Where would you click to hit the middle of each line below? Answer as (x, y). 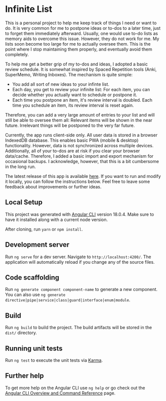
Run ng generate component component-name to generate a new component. (82, 289)
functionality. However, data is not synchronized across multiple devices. (80, 145)
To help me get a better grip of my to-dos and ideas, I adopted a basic (77, 64)
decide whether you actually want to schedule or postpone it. (75, 95)
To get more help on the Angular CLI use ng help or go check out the (75, 388)
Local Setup (24, 202)
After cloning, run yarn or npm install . (44, 229)
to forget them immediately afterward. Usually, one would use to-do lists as (82, 33)
